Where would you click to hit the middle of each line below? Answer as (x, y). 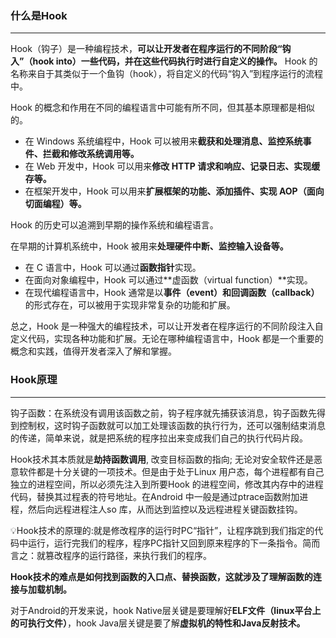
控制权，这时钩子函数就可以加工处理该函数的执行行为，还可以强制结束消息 (172, 425)
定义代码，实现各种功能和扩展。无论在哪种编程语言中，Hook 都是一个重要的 (167, 339)
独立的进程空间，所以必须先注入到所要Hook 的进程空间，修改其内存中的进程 (167, 484)
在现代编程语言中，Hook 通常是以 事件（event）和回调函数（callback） (172, 293)
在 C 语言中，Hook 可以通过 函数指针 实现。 (113, 268)
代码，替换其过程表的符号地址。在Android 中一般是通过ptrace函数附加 (155, 496)
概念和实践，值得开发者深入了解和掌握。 (93, 351)
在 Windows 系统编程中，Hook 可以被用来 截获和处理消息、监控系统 (163, 141)
